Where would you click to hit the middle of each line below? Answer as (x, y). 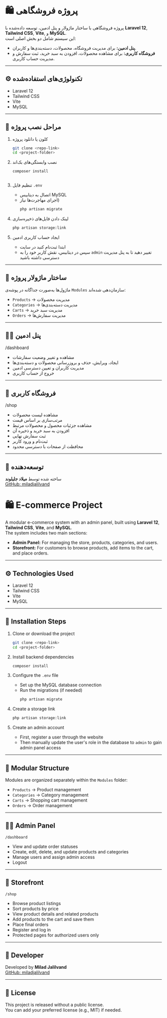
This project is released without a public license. (55, 1005)
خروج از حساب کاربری (33, 373)
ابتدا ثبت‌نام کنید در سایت (43, 247)
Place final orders (30, 925)
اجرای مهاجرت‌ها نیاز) (40, 200)
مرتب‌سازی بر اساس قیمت (37, 420)
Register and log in (32, 929)
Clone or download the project (43, 634)
